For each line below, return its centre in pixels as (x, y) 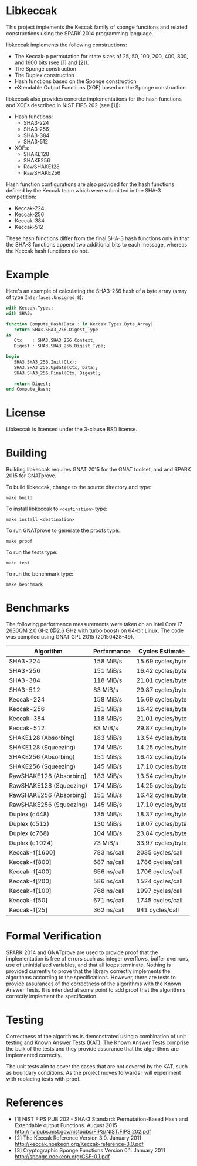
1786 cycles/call (159, 862)
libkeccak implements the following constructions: (67, 45)
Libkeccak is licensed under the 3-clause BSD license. (72, 429)
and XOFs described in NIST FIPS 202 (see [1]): (63, 105)
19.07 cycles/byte (162, 823)
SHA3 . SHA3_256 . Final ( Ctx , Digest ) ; (57, 373)
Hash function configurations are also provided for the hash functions (90, 184)
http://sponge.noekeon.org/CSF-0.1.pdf (62, 1156)
